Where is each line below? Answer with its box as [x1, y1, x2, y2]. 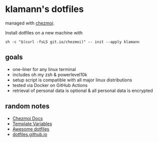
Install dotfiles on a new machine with [5, 29, 83, 35]
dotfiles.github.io [12, 131, 47, 137]
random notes [5, 102, 50, 110]
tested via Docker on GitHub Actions [12, 82, 88, 88]
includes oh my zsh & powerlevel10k [12, 71, 87, 77]
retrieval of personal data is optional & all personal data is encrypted [12, 87, 153, 93]
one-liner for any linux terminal [12, 66, 76, 72]
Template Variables [12, 120, 52, 126]
